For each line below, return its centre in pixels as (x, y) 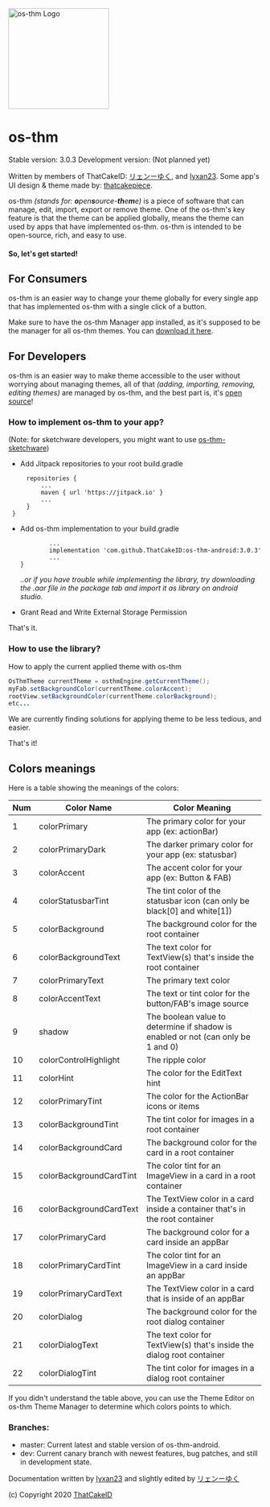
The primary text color (188, 980)
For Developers (47, 356)
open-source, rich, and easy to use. (67, 235)
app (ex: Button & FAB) (189, 878)
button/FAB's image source (197, 1004)
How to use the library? (55, 649)
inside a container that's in (196, 1209)
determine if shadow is (189, 1027)
